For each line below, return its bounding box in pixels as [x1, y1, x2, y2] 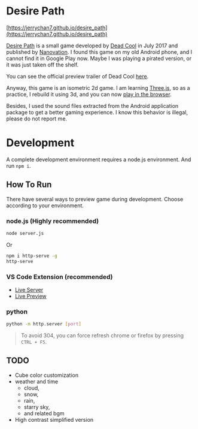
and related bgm [23, 409, 65, 417]
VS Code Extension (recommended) [6, 273, 113, 281]
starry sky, [23, 403, 50, 410]
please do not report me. [6, 115, 68, 122]
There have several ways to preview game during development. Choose [6, 195, 184, 203]
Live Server [14, 286, 44, 293]
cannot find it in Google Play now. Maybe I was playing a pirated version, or [6, 55, 192, 62]
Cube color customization [14, 371, 79, 379]
